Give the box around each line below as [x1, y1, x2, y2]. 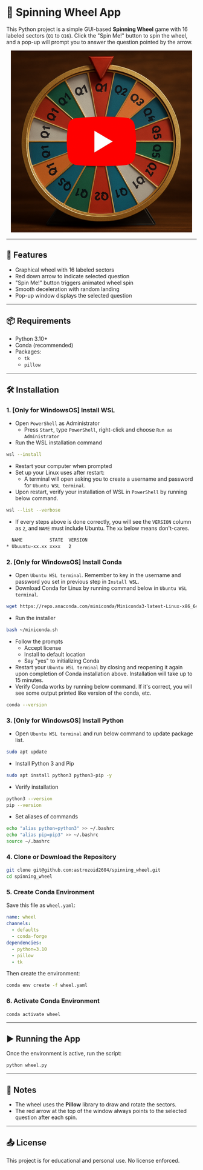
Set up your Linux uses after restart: [14, 469, 105, 476]
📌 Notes [6, 1085, 37, 1095]
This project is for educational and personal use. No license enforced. [6, 1157, 180, 1164]
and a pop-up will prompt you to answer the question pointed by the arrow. [6, 38, 193, 45]
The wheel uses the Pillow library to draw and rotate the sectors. [14, 1100, 177, 1108]
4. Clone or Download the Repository [6, 853, 117, 861]
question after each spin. [14, 1114, 77, 1121]
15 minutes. [14, 676, 43, 684]
